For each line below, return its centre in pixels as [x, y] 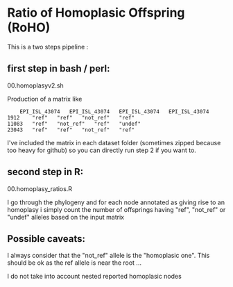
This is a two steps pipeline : [48, 47]
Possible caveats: [46, 239]
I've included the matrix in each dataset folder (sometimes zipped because [114, 142]
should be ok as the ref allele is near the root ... [75, 263]
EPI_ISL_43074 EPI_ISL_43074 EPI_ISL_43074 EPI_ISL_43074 [114, 112]
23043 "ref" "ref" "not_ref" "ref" [71, 130]
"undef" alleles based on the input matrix [66, 217]
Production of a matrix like [45, 99]
